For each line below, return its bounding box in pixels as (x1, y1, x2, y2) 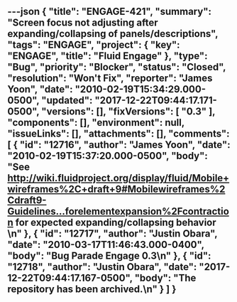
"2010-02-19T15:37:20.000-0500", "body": (7, 150, 208, 162)
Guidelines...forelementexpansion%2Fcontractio (7, 205, 229, 217)
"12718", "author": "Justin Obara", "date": (7, 261, 197, 273)
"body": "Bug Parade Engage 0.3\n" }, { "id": (7, 250, 211, 262)
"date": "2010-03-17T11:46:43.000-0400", (7, 239, 204, 251)
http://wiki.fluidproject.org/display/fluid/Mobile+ (7, 172, 230, 184)
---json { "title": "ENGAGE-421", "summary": (7, 6, 211, 18)
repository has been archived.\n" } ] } (7, 284, 177, 296)
